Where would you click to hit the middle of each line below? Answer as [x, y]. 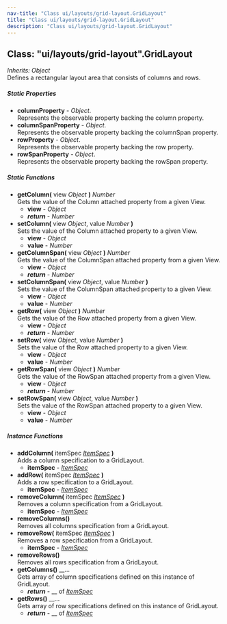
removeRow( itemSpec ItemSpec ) [66, 533]
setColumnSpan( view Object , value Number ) [82, 282]
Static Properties [32, 93]
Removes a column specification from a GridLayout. [90, 504]
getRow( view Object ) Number [61, 311]
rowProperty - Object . [49, 140]
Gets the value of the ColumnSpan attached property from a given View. [119, 260]
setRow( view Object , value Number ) [70, 340]
